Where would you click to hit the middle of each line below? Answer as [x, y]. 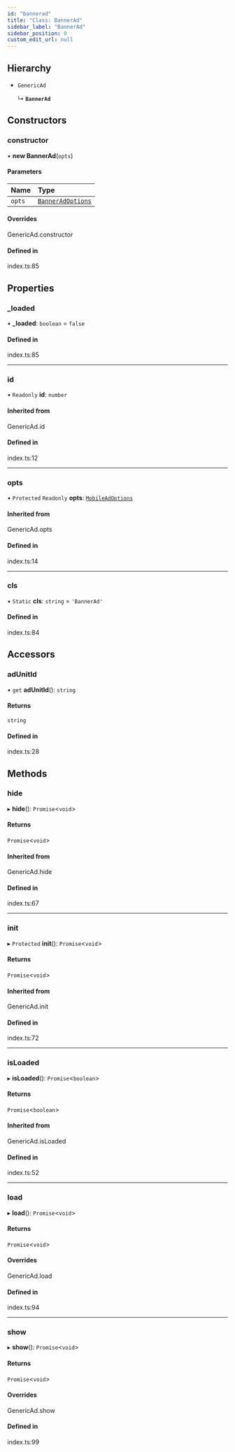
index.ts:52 [23, 1173]
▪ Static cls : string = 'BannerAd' [55, 601]
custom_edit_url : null [40, 40]
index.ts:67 [23, 903]
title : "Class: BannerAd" [45, 20]
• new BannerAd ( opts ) [40, 155]
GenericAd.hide [30, 872]
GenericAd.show [31, 1410]
